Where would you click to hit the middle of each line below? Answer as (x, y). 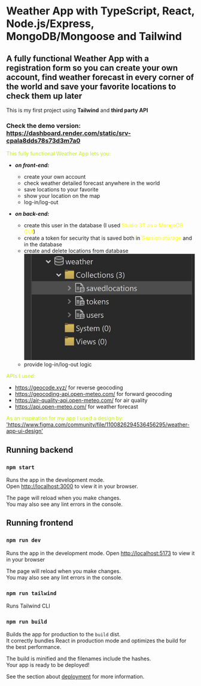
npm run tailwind (31, 593)
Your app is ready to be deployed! (48, 665)
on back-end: (32, 214)
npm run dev (24, 540)
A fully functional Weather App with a (78, 58)
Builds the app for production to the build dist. (63, 635)
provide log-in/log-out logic (58, 365)
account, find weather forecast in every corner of (100, 77)
